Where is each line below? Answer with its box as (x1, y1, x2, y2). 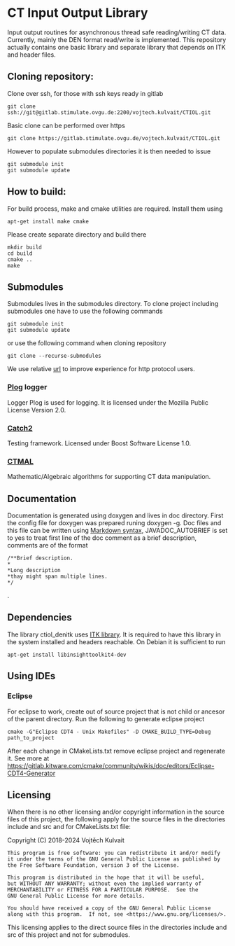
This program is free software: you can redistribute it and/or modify (7, 849, 220, 857)
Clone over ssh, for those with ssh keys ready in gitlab (7, 89, 164, 97)
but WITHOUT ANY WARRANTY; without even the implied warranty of (7, 880, 201, 887)
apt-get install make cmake (7, 218, 90, 225)
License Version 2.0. (7, 405, 66, 414)
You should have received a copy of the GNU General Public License (7, 905, 211, 912)
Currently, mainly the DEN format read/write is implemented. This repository (7, 35, 227, 43)
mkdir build (7, 244, 42, 251)
